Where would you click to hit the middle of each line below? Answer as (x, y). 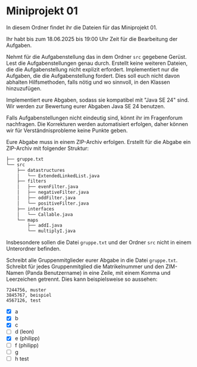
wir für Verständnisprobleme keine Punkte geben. (67, 130)
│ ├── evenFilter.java (48, 187)
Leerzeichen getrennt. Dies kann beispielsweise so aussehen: (82, 279)
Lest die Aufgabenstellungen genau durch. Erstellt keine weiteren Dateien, (97, 63)
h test (22, 359)
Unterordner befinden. (34, 249)
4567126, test (24, 301)
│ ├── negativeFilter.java (53, 192)
